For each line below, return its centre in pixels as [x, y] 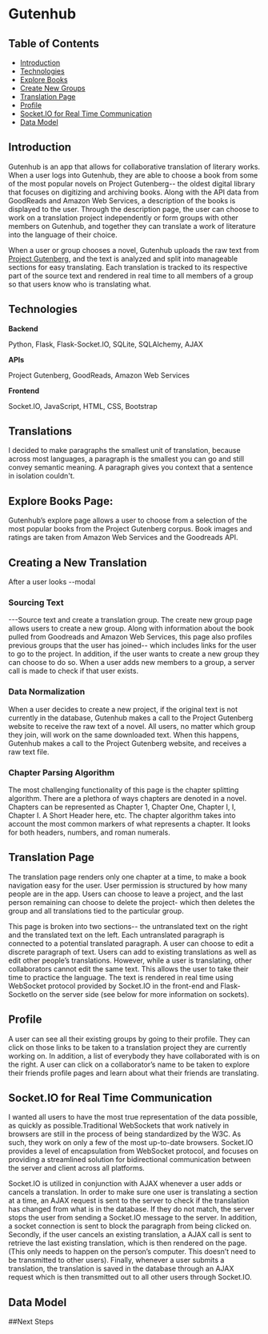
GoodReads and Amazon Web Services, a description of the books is [122, 200]
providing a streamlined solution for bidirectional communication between [130, 1160]
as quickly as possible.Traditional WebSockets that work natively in [119, 1126]
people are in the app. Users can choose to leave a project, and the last [126, 894]
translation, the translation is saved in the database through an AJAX [121, 1268]
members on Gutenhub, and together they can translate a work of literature [132, 226]
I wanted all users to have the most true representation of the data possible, [133, 1117]
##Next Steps [31, 1322]
